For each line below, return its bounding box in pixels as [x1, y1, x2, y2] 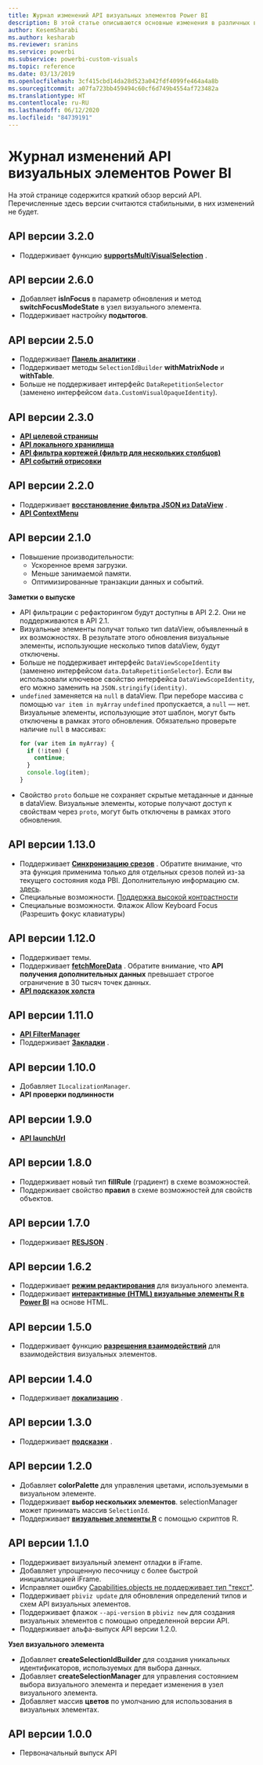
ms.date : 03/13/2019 [8, 70, 76, 78]
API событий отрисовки [19, 456, 102, 466]
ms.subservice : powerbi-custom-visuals [8, 56, 139, 64]
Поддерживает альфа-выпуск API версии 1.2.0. [19, 1624, 178, 1634]
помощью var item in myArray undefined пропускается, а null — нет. [19, 699, 250, 709]
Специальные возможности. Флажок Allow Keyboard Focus [19, 900, 218, 910]
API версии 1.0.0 [8, 1727, 92, 1741]
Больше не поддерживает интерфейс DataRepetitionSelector [19, 379, 225, 389]
